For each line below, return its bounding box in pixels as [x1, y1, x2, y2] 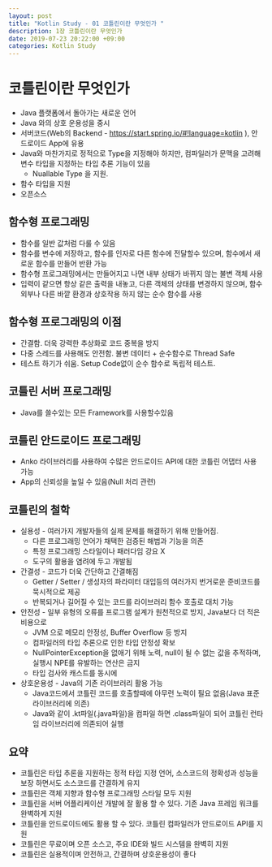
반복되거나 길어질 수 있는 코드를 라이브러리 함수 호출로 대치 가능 [32, 597, 234, 607]
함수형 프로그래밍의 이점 [8, 315, 122, 329]
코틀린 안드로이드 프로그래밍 [8, 433, 142, 447]
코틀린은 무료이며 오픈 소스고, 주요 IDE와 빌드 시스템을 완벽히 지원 [19, 839, 229, 848]
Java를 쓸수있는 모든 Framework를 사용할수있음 [19, 408, 175, 417]
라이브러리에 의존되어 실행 [41, 719, 124, 729]
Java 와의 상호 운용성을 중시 [19, 119, 110, 128]
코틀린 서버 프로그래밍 [8, 385, 112, 399]
